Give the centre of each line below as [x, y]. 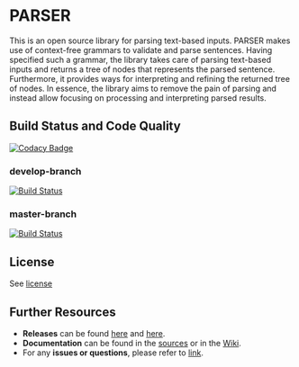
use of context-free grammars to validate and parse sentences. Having [141, 49]
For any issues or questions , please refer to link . [113, 353]
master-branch [43, 214]
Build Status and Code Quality [95, 126]
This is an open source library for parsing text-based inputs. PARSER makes [150, 40]
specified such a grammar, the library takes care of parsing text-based [140, 59]
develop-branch [45, 171]
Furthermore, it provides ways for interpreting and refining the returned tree [150, 78]
